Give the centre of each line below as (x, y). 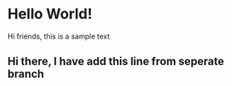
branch (26, 74)
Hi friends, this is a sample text (59, 36)
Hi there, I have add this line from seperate (116, 61)
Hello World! (50, 14)
